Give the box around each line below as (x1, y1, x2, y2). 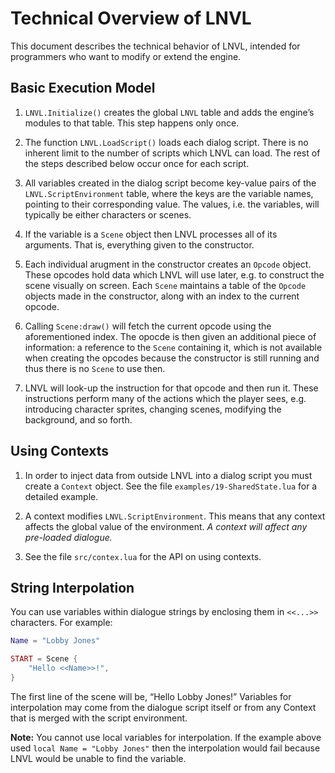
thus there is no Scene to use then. (24, 362, 166, 374)
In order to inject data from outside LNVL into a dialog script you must (24, 469, 313, 481)
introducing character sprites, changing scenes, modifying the (24, 403, 282, 415)
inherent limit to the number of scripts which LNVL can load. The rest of (24, 147, 321, 159)
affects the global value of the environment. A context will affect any (24, 520, 308, 532)
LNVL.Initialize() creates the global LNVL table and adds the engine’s (24, 106, 315, 118)
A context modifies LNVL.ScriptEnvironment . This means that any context (24, 510, 326, 522)
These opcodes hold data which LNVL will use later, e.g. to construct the (24, 268, 325, 281)
